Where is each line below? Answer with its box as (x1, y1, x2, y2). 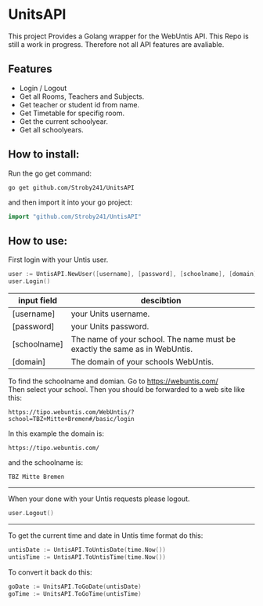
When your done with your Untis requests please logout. (8, 494, 190, 503)
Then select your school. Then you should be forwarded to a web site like (8, 385, 245, 394)
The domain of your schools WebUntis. (70, 357, 214, 367)
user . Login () (8, 278, 51, 285)
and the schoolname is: (8, 458, 84, 467)
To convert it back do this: (8, 567, 92, 577)
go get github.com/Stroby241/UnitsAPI (8, 183, 135, 191)
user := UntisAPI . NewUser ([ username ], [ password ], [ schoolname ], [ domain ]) (8, 270, 261, 278)
